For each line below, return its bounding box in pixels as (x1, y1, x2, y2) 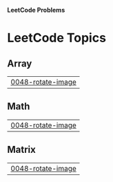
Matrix (7, 144, 36, 156)
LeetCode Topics (7, 30, 107, 46)
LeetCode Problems (7, 6, 65, 14)
